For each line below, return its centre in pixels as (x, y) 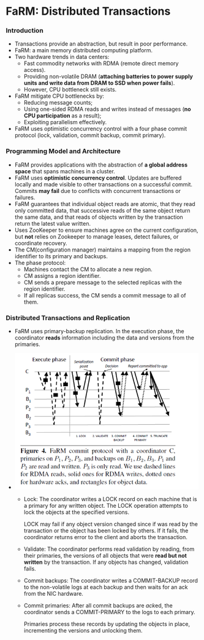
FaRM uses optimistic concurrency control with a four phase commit (101, 129)
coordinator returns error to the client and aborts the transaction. (106, 537)
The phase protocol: (40, 263)
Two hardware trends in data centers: (62, 57)
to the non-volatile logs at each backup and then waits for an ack (106, 587)
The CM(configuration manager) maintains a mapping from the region (103, 250)
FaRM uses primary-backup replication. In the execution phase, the (99, 331)
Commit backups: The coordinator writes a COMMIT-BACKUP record (111, 580)
